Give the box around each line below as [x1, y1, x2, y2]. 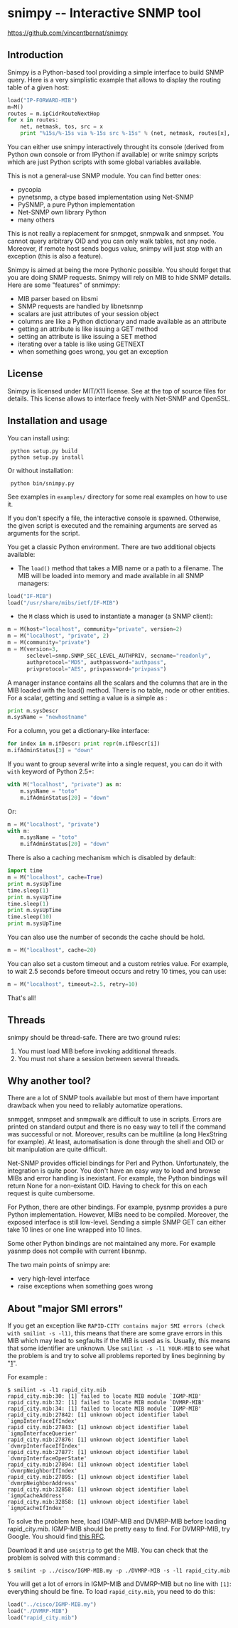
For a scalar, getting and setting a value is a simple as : [7, 693, 168, 702]
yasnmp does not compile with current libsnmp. [7, 1247, 147, 1255]
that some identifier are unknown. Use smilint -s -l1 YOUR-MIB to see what [7, 1344, 230, 1352]
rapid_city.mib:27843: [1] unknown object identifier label [7, 1424, 190, 1431]
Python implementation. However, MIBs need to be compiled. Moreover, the [7, 1210, 229, 1219]
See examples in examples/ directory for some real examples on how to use [7, 492, 227, 501]
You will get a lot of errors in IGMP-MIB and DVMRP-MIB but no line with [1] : [7, 1580, 232, 1588]
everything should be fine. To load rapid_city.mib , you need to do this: [7, 1588, 215, 1596]
